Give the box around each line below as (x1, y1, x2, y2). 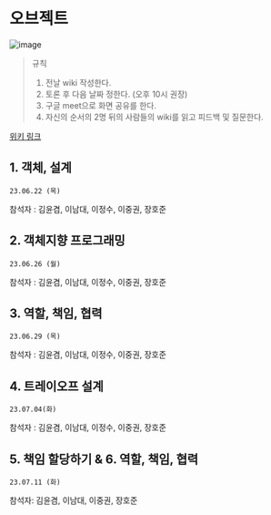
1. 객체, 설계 (9, 160, 73, 176)
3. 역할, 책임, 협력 (9, 305, 103, 321)
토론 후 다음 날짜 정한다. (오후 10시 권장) (45, 88, 188, 99)
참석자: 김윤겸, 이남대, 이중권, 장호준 (9, 495, 138, 506)
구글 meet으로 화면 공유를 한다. (45, 99, 157, 110)
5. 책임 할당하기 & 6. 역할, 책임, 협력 (9, 451, 198, 467)
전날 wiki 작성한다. (45, 77, 112, 88)
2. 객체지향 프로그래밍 (9, 233, 125, 249)
